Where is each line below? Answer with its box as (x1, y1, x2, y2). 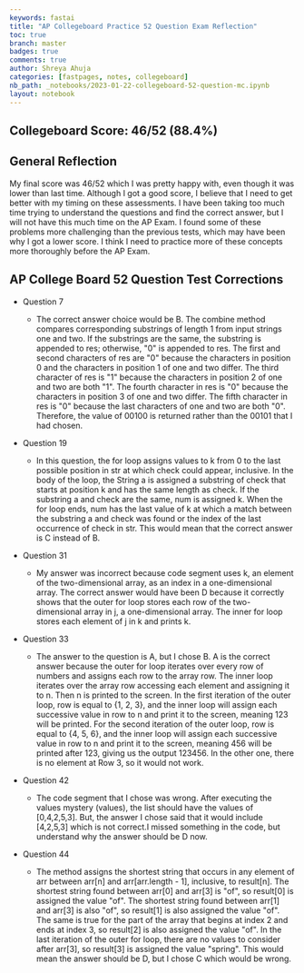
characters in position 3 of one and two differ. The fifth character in (35, 391, 288, 402)
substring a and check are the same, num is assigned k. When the (35, 493, 283, 504)
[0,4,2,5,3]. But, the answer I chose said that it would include (35, 811, 263, 822)
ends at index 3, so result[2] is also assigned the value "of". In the (35, 924, 282, 935)
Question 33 (22, 633, 70, 644)
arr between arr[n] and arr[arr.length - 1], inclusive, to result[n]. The (35, 876, 289, 887)
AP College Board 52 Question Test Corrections (9, 272, 284, 287)
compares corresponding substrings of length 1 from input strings (35, 323, 283, 334)
